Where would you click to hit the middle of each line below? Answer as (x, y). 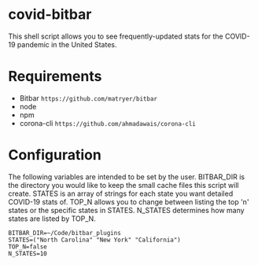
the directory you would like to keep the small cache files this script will (123, 185)
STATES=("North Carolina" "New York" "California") (94, 240)
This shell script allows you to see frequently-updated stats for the (116, 36)
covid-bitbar (50, 15)
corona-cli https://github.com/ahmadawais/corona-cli (108, 123)
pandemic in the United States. (67, 44)
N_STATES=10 (28, 253)
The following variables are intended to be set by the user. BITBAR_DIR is (127, 177)
